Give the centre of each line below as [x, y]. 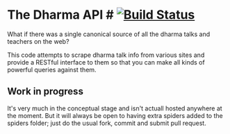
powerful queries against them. [52, 69]
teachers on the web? [38, 41]
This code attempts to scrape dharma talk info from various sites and [106, 55]
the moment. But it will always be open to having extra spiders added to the [115, 115]
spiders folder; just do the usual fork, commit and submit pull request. [107, 123]
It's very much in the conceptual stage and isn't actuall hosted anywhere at [115, 108]
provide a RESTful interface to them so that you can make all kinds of [106, 62]
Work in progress [45, 91]
